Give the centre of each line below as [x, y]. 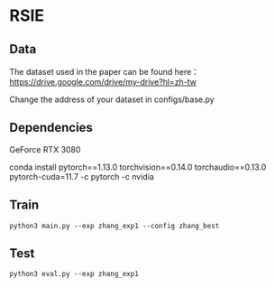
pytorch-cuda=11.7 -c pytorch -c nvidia [82, 176]
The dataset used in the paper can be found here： [105, 72]
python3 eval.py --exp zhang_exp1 [74, 274]
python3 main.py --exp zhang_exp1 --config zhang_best [115, 226]
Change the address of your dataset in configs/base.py [112, 99]
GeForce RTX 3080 [45, 149]
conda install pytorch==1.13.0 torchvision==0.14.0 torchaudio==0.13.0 [138, 167]
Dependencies [51, 128]
